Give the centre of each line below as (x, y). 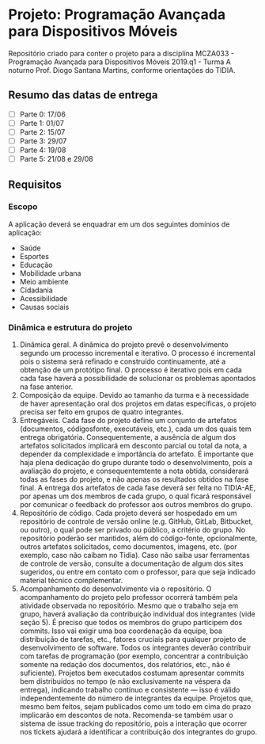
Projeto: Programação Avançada (117, 15)
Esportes (34, 256)
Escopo (23, 207)
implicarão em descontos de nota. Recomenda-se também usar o (126, 715)
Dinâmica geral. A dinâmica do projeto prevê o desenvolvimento (124, 345)
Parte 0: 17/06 (42, 114)
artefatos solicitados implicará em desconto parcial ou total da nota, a (133, 446)
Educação (36, 265)
